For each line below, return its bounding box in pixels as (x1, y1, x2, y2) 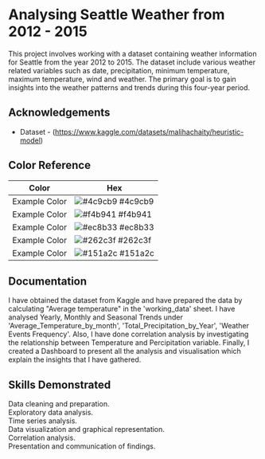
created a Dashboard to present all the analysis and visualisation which (8, 347, 241, 356)
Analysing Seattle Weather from (8, 6, 225, 24)
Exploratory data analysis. (8, 408, 94, 418)
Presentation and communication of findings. (8, 441, 156, 451)
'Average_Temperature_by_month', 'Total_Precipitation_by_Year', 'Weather (8, 321, 249, 331)
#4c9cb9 (119, 195, 154, 206)
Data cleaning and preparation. (8, 399, 110, 409)
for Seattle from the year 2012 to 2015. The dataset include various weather (8, 57, 256, 67)
